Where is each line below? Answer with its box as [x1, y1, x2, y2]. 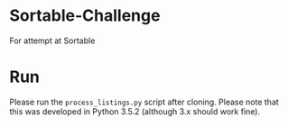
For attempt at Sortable [9, 35, 96, 46]
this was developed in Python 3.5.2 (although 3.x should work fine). [9, 105, 260, 117]
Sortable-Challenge [9, 5, 161, 26]
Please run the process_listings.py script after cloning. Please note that [9, 96, 280, 107]
